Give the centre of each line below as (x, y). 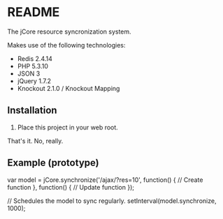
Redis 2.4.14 (35, 58)
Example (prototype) (53, 163)
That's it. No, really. (35, 141)
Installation (32, 110)
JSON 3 (29, 73)
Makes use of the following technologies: (66, 45)
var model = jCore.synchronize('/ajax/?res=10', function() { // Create (105, 180)
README (34, 12)
